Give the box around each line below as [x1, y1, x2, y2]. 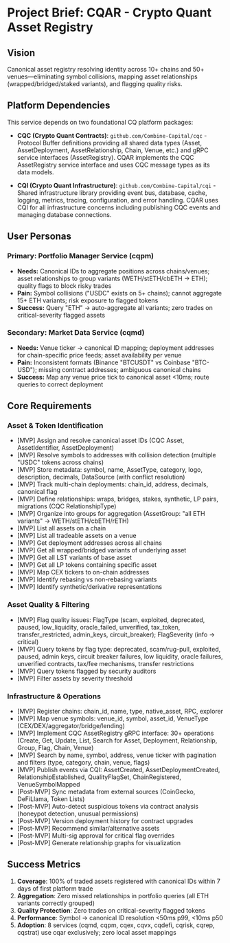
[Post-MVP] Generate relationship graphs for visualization [16, 839, 181, 847]
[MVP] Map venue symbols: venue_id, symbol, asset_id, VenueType [16, 714, 209, 723]
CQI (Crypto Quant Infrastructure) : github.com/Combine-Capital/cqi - [16, 181, 216, 189]
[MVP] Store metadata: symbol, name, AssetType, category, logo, [16, 466, 203, 474]
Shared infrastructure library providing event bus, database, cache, [16, 188, 207, 197]
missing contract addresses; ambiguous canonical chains [38, 365, 201, 373]
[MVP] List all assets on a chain [16, 524, 106, 532]
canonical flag [16, 488, 58, 496]
